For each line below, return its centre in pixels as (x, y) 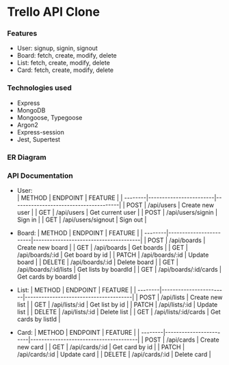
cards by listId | (39, 319)
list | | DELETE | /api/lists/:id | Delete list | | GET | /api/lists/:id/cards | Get (119, 312)
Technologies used (39, 88)
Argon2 (28, 125)
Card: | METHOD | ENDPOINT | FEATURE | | (78, 332)
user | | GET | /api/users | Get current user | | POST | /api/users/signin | (117, 212)
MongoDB (31, 110)
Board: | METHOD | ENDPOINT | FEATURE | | (80, 233)
